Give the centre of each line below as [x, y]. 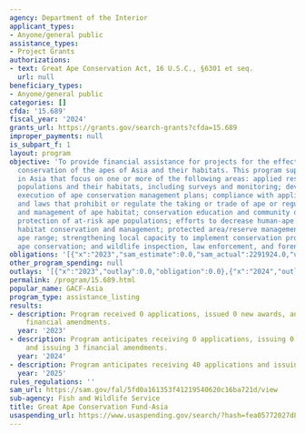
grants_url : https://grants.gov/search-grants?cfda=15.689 [123, 128]
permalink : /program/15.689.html [73, 280]
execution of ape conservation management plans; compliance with [146, 196]
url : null [36, 77]
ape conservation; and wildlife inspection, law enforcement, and [146, 247]
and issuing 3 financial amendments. [97, 348]
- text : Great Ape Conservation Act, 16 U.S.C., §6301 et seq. [132, 69]
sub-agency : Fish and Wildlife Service [85, 399]
